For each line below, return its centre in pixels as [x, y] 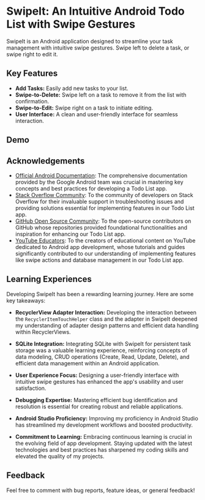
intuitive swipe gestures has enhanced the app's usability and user [99, 381]
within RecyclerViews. [43, 332]
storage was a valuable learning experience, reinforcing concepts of [101, 350]
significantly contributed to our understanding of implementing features [105, 253]
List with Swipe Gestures [71, 24]
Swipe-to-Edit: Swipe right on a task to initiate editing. [84, 108]
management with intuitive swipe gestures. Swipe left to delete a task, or [98, 48]
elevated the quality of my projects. [60, 456]
